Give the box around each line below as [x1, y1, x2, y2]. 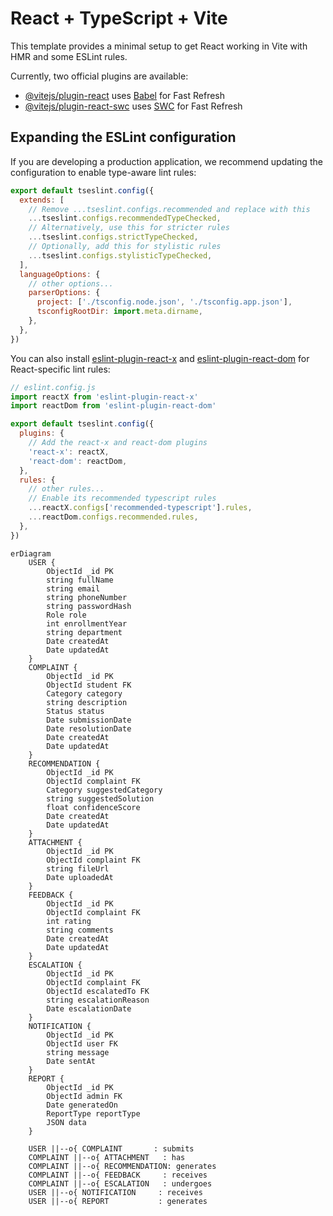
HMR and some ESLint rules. [10, 50, 128, 62]
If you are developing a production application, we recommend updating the [10, 155, 323, 167]
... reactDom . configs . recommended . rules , [28, 512, 199, 522]
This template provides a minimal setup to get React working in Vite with [10, 40, 308, 52]
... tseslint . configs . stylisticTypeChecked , [28, 250, 213, 261]
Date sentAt [46, 1056, 97, 1066]
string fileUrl [46, 863, 110, 874]
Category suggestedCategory [46, 785, 163, 795]
